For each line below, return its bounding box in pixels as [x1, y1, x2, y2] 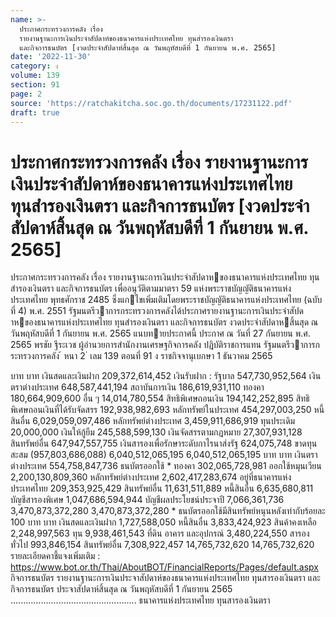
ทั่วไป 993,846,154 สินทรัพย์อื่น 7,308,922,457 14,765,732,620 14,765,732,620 [10, 539, 315, 551]
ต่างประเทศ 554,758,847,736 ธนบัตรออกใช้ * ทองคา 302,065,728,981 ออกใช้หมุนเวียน [10, 460, 322, 472]
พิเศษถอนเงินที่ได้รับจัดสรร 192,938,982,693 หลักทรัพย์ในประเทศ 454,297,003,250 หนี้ [10, 404, 325, 416]
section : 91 [10, 80, 60, 90]
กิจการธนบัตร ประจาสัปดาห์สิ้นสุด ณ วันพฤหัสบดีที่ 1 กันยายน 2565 [10, 583, 233, 595]
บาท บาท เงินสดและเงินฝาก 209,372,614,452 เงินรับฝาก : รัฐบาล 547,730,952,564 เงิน [10, 370, 322, 382]
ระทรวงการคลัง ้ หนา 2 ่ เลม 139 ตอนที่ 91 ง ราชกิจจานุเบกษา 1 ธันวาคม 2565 [10, 350, 273, 362]
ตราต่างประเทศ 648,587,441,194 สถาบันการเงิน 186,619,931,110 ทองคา [10, 381, 265, 393]
